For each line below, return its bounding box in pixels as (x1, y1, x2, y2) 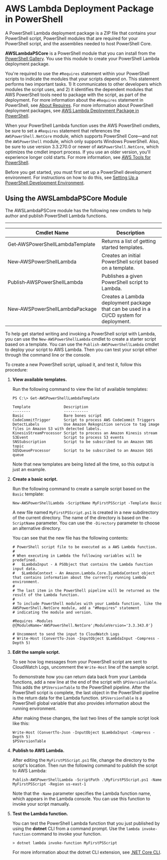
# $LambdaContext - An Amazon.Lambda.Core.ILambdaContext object (12, 571, 155, 576)
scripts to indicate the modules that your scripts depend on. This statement (5, 76, 159, 82)
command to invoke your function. (31, 831, 102, 837)
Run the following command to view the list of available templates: (12, 386, 148, 392)
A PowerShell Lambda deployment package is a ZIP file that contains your (5, 30, 157, 36)
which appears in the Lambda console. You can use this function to (12, 795, 151, 802)
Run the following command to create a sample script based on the (12, 486, 150, 491)
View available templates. (12, 376, 67, 382)
